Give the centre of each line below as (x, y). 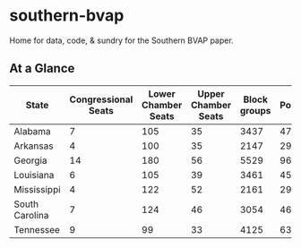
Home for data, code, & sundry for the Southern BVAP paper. (122, 40)
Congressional (101, 99)
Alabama (32, 131)
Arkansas (34, 146)
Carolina (31, 215)
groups (255, 110)
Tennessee (37, 229)
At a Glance (42, 68)
